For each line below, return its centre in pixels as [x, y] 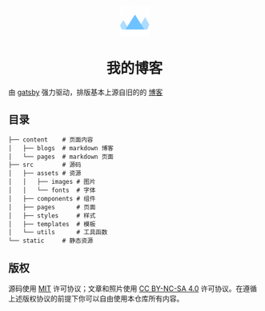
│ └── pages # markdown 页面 [61, 157]
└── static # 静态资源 [51, 241]
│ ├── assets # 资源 [45, 173]
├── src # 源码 [45, 165]
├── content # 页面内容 [51, 140]
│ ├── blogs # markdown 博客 [61, 148]
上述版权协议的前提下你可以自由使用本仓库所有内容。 [96, 298]
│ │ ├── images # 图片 [52, 182]
